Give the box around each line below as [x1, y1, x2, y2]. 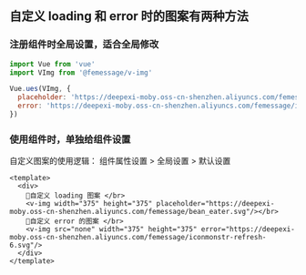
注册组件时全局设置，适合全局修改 [9, 38, 159, 51]
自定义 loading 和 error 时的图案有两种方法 [9, 8, 249, 25]
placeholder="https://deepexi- [156, 199, 275, 209]
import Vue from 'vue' [9, 59, 96, 68]
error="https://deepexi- [200, 225, 296, 234]
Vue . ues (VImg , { [9, 85, 71, 94]
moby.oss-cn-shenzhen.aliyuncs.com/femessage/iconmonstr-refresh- [9, 233, 267, 242]
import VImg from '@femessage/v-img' [9, 67, 153, 77]
